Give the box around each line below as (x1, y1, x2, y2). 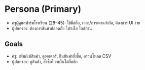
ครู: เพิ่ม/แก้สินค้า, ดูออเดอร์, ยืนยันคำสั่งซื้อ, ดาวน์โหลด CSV (11, 53, 111, 59)
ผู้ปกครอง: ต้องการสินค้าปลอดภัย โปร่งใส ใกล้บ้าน (11, 25, 92, 31)
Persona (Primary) (4, 3, 82, 15)
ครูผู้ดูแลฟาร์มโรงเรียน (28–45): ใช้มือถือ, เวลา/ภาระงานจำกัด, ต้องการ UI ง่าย (11, 20, 141, 26)
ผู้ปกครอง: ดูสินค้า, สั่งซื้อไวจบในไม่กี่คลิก (11, 58, 78, 65)
